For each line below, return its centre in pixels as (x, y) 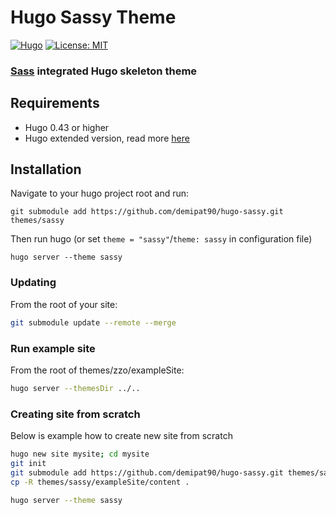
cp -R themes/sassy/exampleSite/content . (100, 482)
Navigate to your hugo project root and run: (100, 193)
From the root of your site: (64, 304)
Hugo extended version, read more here (107, 138)
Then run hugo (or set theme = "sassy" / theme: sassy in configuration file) (161, 239)
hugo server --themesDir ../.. (75, 388)
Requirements (55, 103)
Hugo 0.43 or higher (67, 127)
